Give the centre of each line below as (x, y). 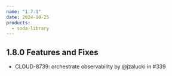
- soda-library (30, 28)
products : (19, 23)
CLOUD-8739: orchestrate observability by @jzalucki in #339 (90, 66)
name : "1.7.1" (24, 12)
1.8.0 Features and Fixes (52, 52)
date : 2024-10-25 (28, 17)
